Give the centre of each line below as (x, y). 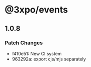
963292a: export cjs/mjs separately (49, 59)
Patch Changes (24, 43)
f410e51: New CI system (37, 53)
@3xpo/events (36, 10)
